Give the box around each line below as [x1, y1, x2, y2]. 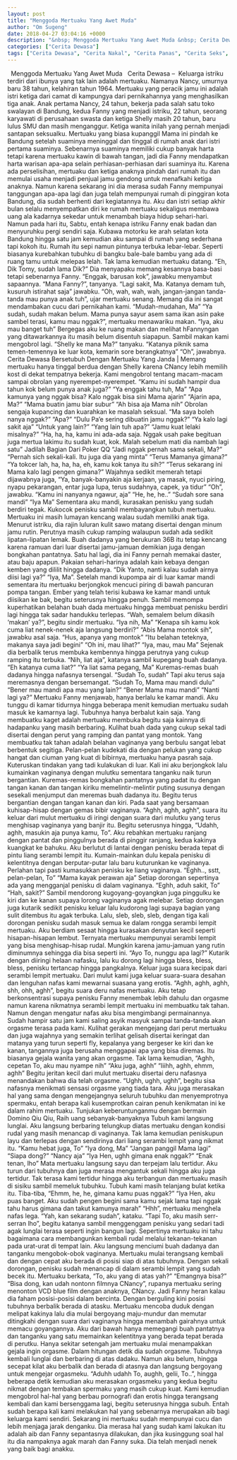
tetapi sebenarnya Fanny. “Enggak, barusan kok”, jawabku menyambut [7, 272, 213, 280]
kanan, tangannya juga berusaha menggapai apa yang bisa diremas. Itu [7, 1046, 215, 1055]
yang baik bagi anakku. [7, 1444, 75, 1453]
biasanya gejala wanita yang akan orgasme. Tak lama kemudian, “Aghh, [7, 1053, 215, 1062]
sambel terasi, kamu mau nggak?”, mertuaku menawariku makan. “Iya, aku [7, 317, 224, 325]
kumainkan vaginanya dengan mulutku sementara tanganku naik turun [7, 768, 212, 777]
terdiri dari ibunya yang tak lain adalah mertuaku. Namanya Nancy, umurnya [7, 76, 228, 85]
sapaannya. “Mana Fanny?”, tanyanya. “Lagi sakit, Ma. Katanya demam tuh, [7, 279, 226, 288]
